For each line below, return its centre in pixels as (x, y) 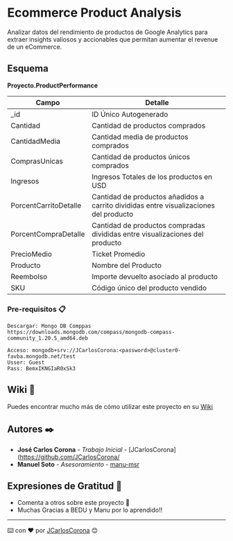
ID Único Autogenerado (130, 114)
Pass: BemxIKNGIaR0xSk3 (42, 369)
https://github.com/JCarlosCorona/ (70, 457)
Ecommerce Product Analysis (94, 13)
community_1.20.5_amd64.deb (48, 338)
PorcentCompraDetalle (48, 234)
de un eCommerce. (35, 47)
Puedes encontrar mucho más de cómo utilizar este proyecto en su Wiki (110, 406)
